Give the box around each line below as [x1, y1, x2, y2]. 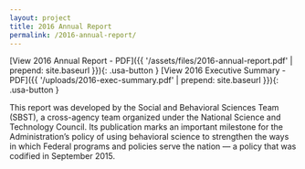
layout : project [9, 13, 71, 23]
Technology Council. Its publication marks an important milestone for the [9, 121, 283, 132]
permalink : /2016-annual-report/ [9, 30, 137, 39]
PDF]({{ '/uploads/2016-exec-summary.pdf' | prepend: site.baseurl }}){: [9, 75, 279, 86]
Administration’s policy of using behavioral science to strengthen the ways [9, 132, 289, 143]
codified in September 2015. [9, 151, 116, 162]
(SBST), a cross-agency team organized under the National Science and [9, 111, 281, 123]
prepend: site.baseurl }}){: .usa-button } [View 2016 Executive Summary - [9, 65, 286, 76]
